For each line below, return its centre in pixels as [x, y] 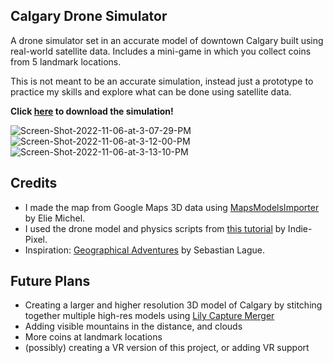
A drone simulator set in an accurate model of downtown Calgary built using [167, 40]
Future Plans [50, 281]
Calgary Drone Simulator [89, 16]
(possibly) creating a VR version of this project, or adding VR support [167, 348]
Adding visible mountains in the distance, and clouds [133, 326]
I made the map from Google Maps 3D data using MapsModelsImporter [172, 207]
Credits [34, 183]
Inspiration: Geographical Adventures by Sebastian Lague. [145, 250]
